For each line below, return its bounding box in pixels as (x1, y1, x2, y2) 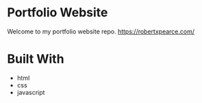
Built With (7, 51, 64, 67)
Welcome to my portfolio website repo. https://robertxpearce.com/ (7, 27, 195, 35)
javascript (16, 88, 45, 96)
